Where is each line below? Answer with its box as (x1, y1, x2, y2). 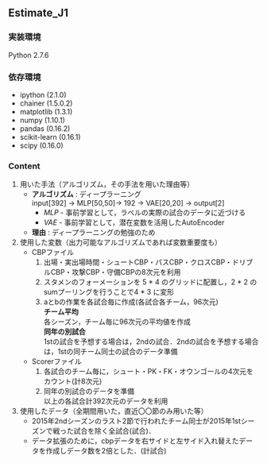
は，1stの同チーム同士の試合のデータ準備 (43, 347, 178, 357)
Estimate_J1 (8, 6, 69, 20)
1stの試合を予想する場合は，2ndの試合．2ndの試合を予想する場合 (43, 337, 259, 346)
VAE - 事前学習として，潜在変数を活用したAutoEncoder (43, 218, 225, 227)
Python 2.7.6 (8, 50, 49, 60)
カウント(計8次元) (43, 376, 103, 386)
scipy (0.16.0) (19, 141, 64, 150)
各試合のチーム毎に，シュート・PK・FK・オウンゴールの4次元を (43, 367, 254, 376)
